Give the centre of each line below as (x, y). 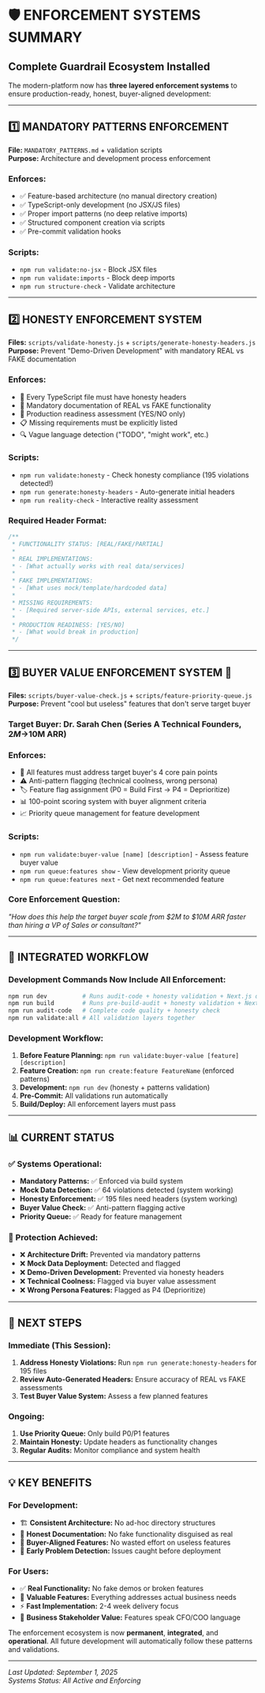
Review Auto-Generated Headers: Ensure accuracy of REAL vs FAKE (132, 1379)
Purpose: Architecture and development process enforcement (110, 158)
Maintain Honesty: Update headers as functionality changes (119, 1442)
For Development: (43, 1505)
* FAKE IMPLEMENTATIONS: (52, 581)
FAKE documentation (42, 359)
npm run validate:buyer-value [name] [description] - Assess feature (134, 854)
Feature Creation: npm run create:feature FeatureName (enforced (127, 1071)
